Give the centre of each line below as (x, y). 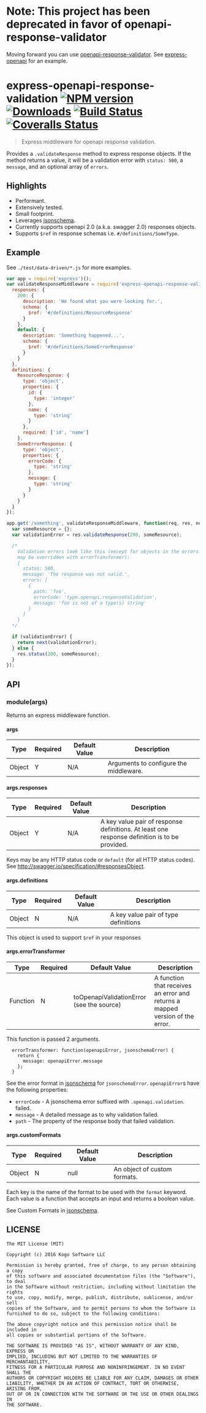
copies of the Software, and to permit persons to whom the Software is (101, 1308)
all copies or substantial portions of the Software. (77, 1335)
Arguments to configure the (147, 764)
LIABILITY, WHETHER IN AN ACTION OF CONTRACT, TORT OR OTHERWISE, (93, 1383)
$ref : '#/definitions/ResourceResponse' (81, 313)
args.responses (27, 787)
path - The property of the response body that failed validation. (95, 1121)
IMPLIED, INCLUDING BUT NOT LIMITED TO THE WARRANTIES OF (82, 1357)
